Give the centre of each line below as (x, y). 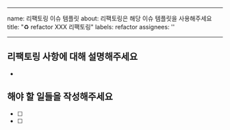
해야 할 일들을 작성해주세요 (60, 97)
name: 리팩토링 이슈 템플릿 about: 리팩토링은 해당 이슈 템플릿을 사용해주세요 (110, 18)
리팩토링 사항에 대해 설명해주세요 (73, 57)
